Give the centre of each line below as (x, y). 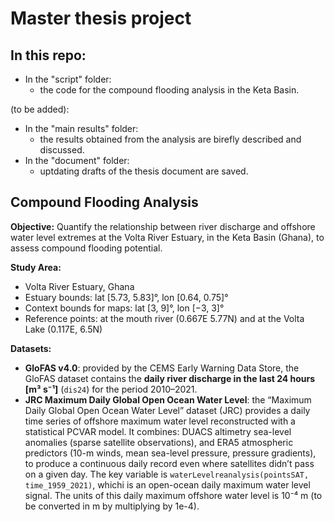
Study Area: (36, 267)
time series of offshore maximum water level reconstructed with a (160, 421)
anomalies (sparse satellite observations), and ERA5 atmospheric (159, 442)
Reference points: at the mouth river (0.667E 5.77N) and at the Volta (164, 318)
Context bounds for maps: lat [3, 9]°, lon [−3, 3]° (124, 308)
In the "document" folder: (77, 160)
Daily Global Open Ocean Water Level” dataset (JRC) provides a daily (167, 410)
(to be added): (40, 109)
